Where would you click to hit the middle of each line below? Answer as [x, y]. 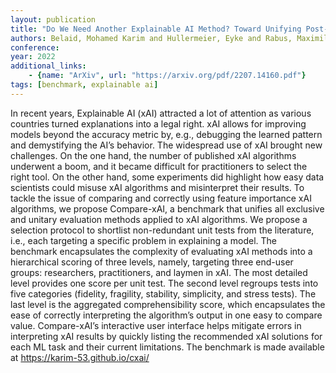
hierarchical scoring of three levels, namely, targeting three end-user [152, 262]
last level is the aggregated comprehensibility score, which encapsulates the [168, 304]
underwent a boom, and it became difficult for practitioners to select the [159, 166]
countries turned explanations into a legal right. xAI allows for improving [158, 123]
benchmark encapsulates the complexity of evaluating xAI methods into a [161, 251]
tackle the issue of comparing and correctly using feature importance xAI [161, 198]
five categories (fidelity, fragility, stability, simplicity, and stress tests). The [163, 293]
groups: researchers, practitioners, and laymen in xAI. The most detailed [159, 272]
